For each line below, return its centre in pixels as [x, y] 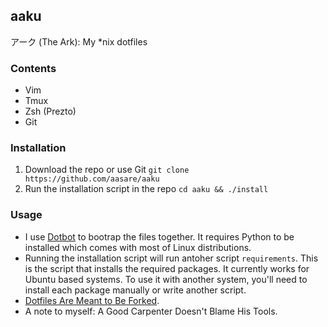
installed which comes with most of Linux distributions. [138, 247]
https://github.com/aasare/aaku [92, 179]
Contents [33, 68]
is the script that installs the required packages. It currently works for [167, 268]
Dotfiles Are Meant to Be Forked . [92, 300]
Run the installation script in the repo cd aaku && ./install [146, 189]
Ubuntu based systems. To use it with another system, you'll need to [166, 279]
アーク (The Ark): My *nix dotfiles [79, 41]
